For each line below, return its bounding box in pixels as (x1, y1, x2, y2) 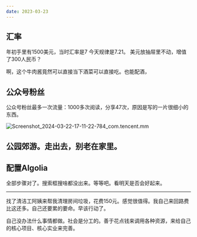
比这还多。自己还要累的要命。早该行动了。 (6, 205, 109, 212)
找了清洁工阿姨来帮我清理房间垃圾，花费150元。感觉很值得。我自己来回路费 (6, 198, 189, 205)
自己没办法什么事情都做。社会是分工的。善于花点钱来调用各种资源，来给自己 (6, 218, 191, 225)
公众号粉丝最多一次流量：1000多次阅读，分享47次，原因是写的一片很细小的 (6, 104, 189, 111)
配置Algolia (6, 163, 48, 173)
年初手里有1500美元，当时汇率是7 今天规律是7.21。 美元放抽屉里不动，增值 (6, 48, 186, 56)
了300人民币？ (6, 56, 42, 63)
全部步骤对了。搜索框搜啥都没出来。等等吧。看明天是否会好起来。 (6, 180, 165, 187)
